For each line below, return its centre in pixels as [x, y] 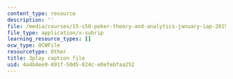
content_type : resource [42, 13]
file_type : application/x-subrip [55, 33]
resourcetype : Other [37, 52]
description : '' [31, 20]
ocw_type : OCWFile [34, 45]
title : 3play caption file [46, 58]
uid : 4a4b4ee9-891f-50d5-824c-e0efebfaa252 [71, 65]
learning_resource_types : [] [49, 39]
